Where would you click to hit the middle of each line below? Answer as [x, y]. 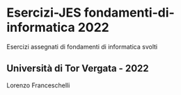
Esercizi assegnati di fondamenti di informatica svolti [82, 46]
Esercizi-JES [44, 13]
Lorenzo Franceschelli [38, 85]
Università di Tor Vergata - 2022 [78, 68]
